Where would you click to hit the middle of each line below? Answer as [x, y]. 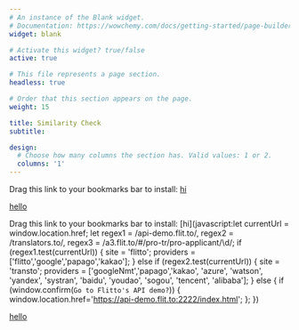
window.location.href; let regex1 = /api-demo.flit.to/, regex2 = [121, 233]
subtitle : [28, 131]
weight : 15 [29, 107]
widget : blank [36, 34]
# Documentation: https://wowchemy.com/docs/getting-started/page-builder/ [153, 26]
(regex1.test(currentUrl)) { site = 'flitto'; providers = [102, 252]
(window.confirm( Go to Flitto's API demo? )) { [95, 290]
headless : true [37, 83]
